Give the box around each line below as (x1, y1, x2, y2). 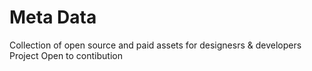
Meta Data (9, 6, 97, 29)
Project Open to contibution (9, 49, 123, 61)
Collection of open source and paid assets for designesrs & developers (9, 39, 302, 51)
